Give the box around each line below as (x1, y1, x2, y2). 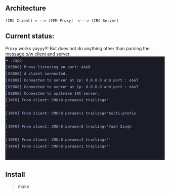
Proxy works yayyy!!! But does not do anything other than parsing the (5, 45, 150, 51)
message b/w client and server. (5, 51, 71, 57)
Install (5, 170, 25, 179)
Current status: (5, 32, 55, 41)
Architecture (5, 4, 47, 13)
